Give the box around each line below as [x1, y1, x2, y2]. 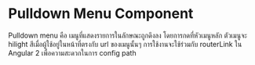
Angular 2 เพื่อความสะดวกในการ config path [8, 48, 137, 57]
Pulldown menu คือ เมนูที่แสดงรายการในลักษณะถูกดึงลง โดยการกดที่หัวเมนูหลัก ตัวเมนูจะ [8, 31, 247, 40]
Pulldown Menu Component [8, 5, 194, 23]
